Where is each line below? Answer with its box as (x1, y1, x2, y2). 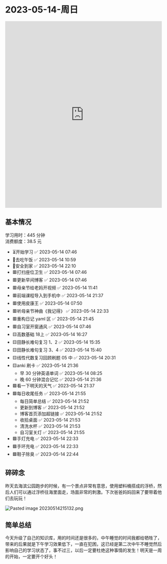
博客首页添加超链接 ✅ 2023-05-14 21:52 (19, 411, 102, 417)
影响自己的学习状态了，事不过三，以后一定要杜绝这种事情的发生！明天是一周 (5, 548, 162, 554)
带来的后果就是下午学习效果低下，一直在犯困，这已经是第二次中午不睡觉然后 (5, 541, 162, 547)
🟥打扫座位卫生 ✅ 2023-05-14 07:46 (12, 269, 87, 275)
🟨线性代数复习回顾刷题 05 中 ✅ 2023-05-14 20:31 (12, 354, 116, 360)
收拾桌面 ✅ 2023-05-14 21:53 (19, 417, 81, 423)
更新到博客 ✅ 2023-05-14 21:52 (19, 404, 85, 410)
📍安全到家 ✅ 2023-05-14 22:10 (12, 263, 76, 269)
